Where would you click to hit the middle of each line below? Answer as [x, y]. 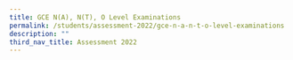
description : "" [39, 34]
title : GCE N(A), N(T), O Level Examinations [95, 17]
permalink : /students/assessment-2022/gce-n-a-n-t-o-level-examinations [147, 26]
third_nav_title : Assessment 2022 [73, 42]
